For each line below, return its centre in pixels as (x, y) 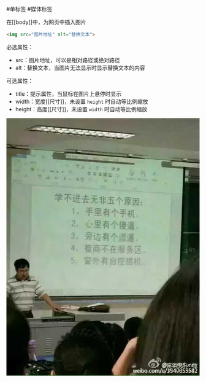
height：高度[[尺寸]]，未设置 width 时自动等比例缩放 (81, 109)
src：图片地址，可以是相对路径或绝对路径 (68, 60)
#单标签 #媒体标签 (29, 9)
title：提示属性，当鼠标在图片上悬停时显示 (68, 93)
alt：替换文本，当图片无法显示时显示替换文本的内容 (80, 68)
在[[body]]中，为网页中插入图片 (46, 22)
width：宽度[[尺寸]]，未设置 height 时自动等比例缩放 (82, 101)
